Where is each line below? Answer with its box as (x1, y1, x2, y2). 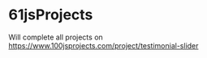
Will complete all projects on (8, 32, 103, 42)
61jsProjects (8, 6, 93, 24)
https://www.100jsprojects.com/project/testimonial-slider (8, 40, 199, 50)
